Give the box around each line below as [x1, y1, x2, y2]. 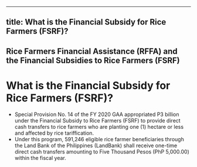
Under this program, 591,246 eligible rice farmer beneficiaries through [14, 135, 185, 142]
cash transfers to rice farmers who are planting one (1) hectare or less [14, 123, 184, 130]
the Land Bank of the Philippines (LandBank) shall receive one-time [14, 142, 178, 149]
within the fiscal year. [14, 154, 66, 161]
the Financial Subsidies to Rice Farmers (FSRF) [6, 55, 180, 65]
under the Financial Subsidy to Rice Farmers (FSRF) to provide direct [14, 117, 181, 124]
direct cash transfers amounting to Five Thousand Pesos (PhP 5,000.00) [14, 148, 189, 155]
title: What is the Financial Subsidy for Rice [6, 17, 167, 27]
